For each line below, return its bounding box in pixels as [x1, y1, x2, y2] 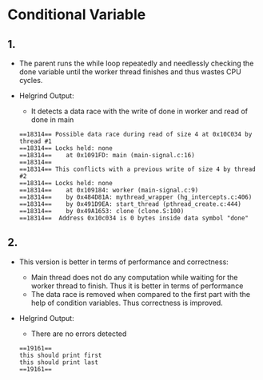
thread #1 [18, 137, 53, 145]
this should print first [18, 351, 102, 359]
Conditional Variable [7, 6, 146, 24]
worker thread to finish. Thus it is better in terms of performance [30, 281, 244, 291]
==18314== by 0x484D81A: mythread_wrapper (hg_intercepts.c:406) [18, 193, 253, 201]
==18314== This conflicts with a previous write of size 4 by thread [18, 165, 257, 173]
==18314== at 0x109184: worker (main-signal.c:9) [18, 186, 199, 194]
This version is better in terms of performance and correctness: [18, 257, 229, 267]
